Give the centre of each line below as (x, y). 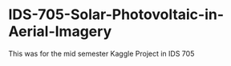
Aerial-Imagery (60, 31)
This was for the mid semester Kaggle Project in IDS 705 (101, 53)
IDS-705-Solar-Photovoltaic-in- (116, 15)
